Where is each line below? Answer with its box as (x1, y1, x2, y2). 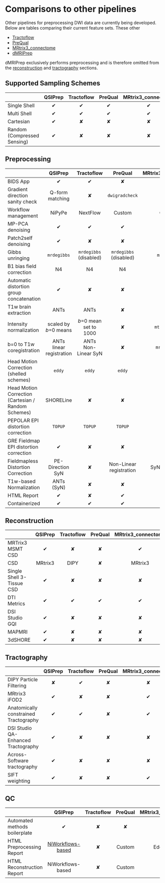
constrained (7, 710, 35, 717)
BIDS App (7, 178, 30, 185)
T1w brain (7, 303, 31, 310)
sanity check (7, 198, 37, 205)
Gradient (7, 186, 28, 193)
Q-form (50, 189, 68, 196)
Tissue (7, 580, 23, 587)
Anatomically (7, 705, 38, 711)
